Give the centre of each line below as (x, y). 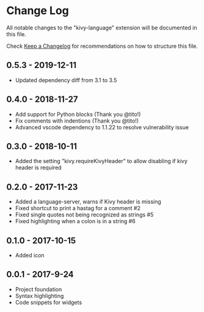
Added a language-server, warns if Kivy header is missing (88, 202)
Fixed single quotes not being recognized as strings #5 (84, 215)
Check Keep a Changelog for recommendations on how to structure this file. (102, 46)
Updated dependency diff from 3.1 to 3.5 (66, 80)
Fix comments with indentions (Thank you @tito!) (77, 121)
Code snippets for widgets (49, 302)
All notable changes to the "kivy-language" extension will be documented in (102, 28)
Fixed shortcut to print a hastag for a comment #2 (78, 208)
